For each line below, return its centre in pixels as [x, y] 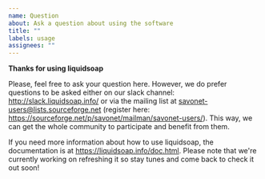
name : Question [34, 16]
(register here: [126, 110]
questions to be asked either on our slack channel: [91, 92]
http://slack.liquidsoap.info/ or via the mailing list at [93, 101]
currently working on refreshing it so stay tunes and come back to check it [131, 159]
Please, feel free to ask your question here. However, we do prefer [118, 84]
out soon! [24, 168]
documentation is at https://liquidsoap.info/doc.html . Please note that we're [132, 151]
